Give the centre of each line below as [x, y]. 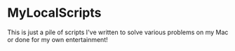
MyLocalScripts [54, 13]
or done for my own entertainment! [58, 39]
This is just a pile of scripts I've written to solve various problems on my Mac [118, 32]
